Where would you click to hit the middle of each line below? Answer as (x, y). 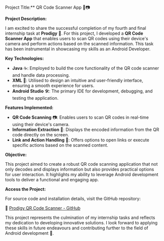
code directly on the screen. (41, 135)
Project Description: (26, 19)
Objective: (16, 154)
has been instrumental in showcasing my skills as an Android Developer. (78, 49)
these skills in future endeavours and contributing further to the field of (77, 228)
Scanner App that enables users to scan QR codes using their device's (77, 38)
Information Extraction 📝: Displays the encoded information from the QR (85, 130)
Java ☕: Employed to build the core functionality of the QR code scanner (85, 68)
